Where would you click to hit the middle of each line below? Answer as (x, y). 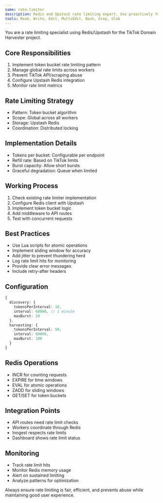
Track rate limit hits (31, 465)
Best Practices (27, 234)
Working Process (32, 186)
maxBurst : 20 (27, 316)
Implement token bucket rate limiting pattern (56, 65)
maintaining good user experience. (40, 495)
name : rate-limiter (25, 10)
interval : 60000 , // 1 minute (44, 311)
